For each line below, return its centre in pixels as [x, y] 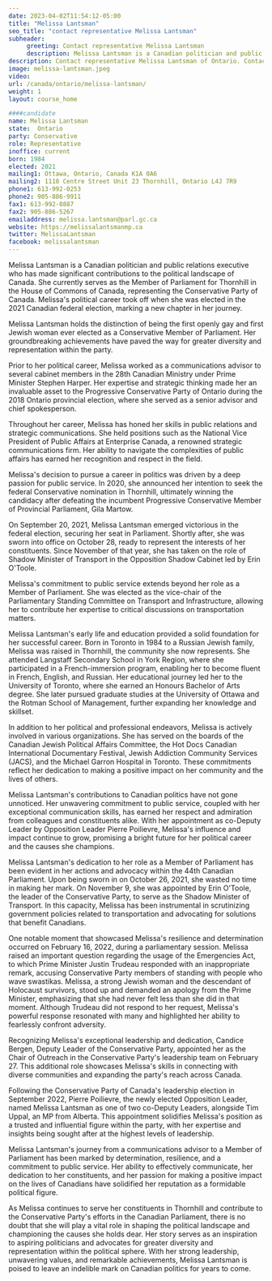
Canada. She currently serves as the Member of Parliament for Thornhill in [132, 282]
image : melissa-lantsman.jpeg [59, 69]
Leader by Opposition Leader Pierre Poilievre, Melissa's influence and [125, 829]
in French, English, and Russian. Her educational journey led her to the [125, 677]
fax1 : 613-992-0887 [41, 204]
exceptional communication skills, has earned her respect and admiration [130, 812]
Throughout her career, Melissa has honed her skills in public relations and [133, 424]
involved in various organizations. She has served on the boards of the [126, 736]
